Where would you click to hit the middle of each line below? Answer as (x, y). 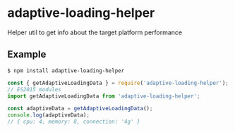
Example (27, 54)
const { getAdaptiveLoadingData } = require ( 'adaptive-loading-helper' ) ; (118, 83)
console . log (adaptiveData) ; (49, 115)
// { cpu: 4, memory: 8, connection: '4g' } (74, 122)
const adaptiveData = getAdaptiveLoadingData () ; (80, 109)
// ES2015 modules (34, 89)
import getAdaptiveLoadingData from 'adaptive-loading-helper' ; (104, 96)
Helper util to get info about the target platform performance (95, 32)
